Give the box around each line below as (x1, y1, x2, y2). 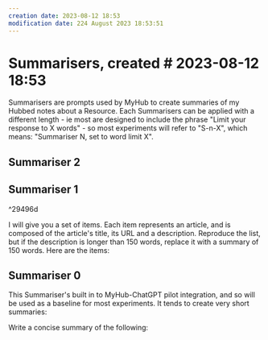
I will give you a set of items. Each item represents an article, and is (8, 219, 231, 230)
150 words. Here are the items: (8, 245, 110, 255)
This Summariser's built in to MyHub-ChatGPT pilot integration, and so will (8, 290, 256, 300)
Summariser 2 (8, 155, 80, 169)
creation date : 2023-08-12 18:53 (8, 11, 121, 20)
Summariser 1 (8, 183, 79, 197)
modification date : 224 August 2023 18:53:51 (8, 19, 163, 27)
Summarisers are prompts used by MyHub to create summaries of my (8, 97, 240, 107)
